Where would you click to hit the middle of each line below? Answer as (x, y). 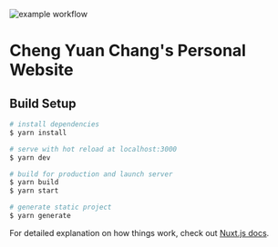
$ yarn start (34, 191)
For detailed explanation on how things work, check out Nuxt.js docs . (139, 232)
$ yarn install (38, 133)
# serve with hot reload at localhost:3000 (93, 149)
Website (41, 70)
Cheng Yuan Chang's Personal (128, 51)
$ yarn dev (30, 158)
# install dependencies (55, 124)
